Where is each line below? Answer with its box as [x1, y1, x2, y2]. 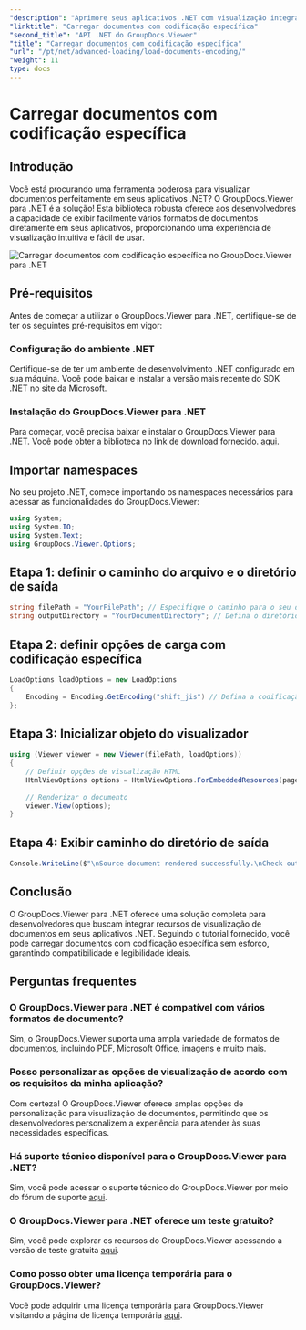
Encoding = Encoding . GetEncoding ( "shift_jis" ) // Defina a [25, 692, 255, 701]
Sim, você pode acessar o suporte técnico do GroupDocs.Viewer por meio [9, 1182, 289, 1193]
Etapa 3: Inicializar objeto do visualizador [9, 726, 249, 741]
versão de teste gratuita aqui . [9, 1245, 120, 1256]
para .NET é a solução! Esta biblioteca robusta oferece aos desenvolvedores [9, 203, 297, 214]
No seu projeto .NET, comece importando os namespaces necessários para [9, 487, 294, 497]
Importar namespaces [9, 462, 138, 477]
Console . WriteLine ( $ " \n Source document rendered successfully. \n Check [9, 859, 283, 868]
